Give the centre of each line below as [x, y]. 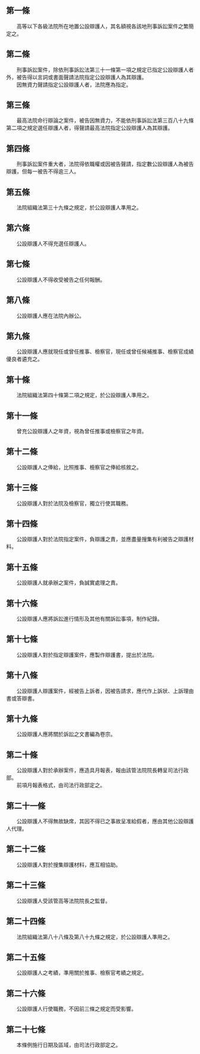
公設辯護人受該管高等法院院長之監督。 [63, 900]
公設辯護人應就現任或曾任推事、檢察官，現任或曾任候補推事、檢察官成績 [105, 352]
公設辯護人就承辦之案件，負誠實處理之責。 [68, 583]
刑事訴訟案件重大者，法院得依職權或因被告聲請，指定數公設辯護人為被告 [105, 164]
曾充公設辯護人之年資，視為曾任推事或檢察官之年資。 [82, 431]
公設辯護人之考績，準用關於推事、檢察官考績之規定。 [82, 973]
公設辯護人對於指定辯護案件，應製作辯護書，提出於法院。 [87, 654]
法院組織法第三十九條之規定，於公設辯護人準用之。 [79, 208]
